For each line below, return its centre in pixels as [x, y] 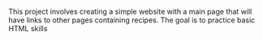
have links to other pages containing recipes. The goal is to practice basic [132, 20]
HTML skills [28, 28]
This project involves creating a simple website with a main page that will [130, 12]
